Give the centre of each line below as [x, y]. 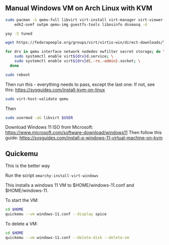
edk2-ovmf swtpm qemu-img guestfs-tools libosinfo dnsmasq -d [81, 25]
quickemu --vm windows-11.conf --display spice [56, 214]
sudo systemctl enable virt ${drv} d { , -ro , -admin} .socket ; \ [77, 61]
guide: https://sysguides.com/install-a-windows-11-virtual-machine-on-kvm [84, 138]
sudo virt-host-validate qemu [37, 99]
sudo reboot [18, 75]
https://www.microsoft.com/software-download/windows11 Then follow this [83, 133]
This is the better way [28, 166]
